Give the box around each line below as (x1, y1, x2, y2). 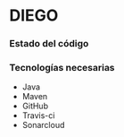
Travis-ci (21, 110, 55, 121)
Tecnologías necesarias (9, 62, 115, 74)
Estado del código (9, 38, 89, 50)
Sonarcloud (21, 120, 65, 131)
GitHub (21, 100, 49, 112)
